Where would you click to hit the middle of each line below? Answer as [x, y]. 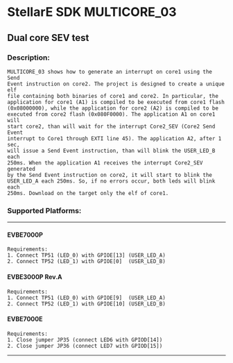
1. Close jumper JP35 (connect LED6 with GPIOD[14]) [85, 340]
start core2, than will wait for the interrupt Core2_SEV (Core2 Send [111, 126]
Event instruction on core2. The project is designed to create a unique [116, 84]
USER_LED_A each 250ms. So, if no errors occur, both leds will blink [111, 181]
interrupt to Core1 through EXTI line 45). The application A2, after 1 [114, 138]
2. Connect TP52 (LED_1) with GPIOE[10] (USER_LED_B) [87, 304]
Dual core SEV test [48, 38]
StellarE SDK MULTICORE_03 [92, 12]
